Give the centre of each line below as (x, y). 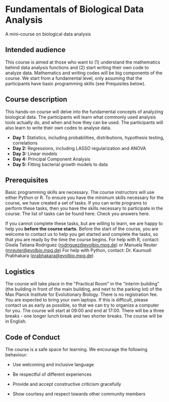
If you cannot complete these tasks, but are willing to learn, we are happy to (84, 224)
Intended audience (35, 50)
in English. (16, 321)
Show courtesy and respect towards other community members (79, 394)
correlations (25, 143)
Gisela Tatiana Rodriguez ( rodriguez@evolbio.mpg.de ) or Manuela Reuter (81, 245)
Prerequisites (27, 180)
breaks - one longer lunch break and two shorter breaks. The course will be (84, 316)
